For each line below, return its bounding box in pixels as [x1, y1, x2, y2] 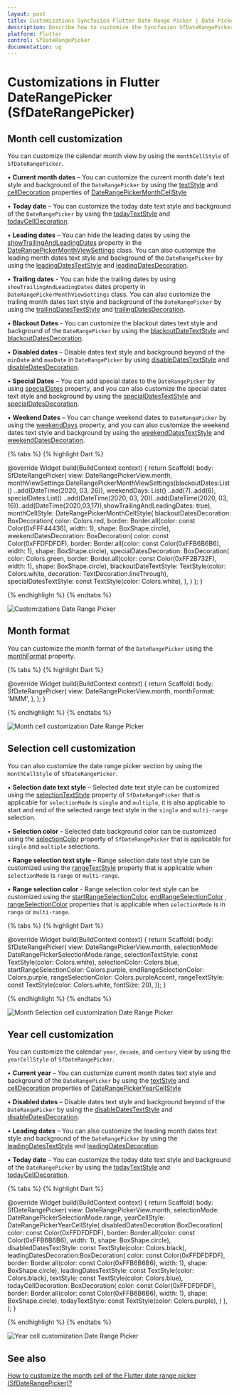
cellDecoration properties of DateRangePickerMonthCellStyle [7, 188, 187, 196]
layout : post [7, 10, 46, 18]
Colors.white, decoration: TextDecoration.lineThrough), [7, 570, 169, 577]
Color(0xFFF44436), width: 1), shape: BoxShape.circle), [7, 524, 171, 533]
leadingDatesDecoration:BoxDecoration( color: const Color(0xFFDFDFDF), [7, 1251, 225, 1260]
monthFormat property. [7, 651, 76, 660]
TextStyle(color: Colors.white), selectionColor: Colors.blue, [7, 958, 180, 966]
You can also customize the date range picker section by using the [7, 761, 203, 770]
